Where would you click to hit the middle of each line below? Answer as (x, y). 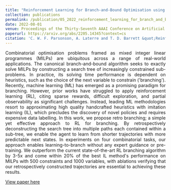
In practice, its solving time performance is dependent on (98, 74)
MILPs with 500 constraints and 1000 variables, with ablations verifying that (85, 161)
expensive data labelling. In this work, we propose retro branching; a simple (85, 118)
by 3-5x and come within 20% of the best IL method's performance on (85, 155)
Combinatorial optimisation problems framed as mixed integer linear (85, 53)
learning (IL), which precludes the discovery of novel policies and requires (85, 112)
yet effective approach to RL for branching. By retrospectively (85, 123)
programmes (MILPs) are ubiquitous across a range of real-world (85, 58)
